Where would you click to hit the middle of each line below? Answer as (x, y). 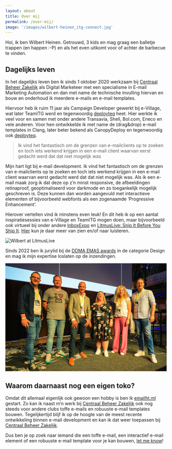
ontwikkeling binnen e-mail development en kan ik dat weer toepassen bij (83, 420)
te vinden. (16, 53)
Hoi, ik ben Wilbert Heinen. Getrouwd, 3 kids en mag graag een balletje (80, 42)
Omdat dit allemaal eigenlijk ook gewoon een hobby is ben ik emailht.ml (81, 398)
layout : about (20, 11)
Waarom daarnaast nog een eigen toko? (70, 386)
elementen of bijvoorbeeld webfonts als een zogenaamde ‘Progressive (80, 199)
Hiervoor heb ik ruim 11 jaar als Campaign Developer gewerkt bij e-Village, (83, 108)
